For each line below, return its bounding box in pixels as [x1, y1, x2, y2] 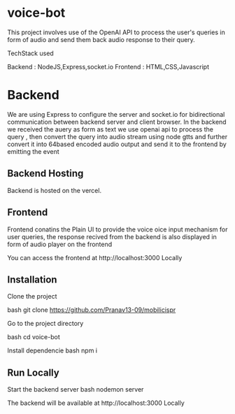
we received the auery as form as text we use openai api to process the [7, 124, 213, 134]
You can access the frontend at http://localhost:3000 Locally [7, 253, 183, 262]
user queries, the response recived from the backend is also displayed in [7, 232, 217, 241]
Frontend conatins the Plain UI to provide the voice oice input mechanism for [7, 225, 228, 234]
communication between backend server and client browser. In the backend [7, 117, 227, 126]
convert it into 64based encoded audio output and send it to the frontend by [7, 140, 227, 148]
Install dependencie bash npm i [7, 346, 98, 355]
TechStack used [7, 49, 54, 57]
